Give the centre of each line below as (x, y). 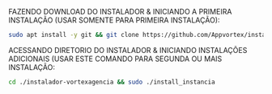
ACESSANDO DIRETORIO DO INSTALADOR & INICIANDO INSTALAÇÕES (128, 50)
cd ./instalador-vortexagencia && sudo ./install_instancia (112, 82)
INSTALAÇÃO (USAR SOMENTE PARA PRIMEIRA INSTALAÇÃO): (114, 20)
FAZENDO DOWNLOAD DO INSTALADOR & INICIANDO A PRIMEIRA (120, 12)
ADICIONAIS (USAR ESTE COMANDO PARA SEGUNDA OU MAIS (115, 59)
